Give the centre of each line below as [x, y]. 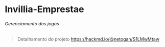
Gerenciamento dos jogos [32, 23]
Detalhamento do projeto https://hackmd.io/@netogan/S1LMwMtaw [88, 39]
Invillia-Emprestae [44, 9]
